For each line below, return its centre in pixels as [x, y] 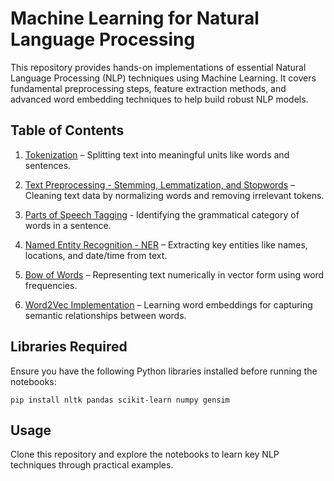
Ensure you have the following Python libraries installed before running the [164, 371]
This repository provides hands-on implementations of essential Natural [158, 67]
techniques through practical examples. [92, 465]
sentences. [48, 165]
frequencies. [51, 285]
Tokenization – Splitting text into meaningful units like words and [157, 154]
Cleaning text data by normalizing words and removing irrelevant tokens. [174, 195]
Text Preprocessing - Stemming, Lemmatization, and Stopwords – [159, 184]
